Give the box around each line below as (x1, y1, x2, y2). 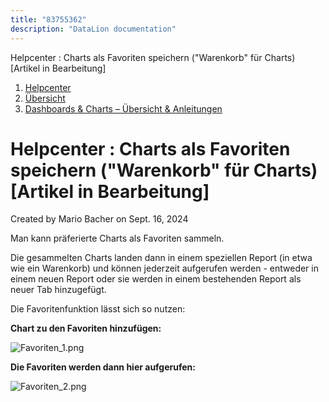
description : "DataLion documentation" (10, 24, 177, 34)
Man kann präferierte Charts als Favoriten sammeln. (10, 232, 225, 245)
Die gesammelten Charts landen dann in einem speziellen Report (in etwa (10, 252, 313, 264)
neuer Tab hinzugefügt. (10, 284, 107, 296)
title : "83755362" (10, 14, 87, 25)
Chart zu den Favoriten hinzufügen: (10, 322, 162, 335)
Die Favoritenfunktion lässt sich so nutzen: (10, 303, 186, 315)
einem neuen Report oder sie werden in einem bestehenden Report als (10, 273, 302, 285)
